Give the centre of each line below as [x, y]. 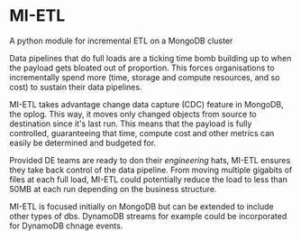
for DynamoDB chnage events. [66, 226]
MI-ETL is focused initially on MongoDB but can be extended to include [141, 206]
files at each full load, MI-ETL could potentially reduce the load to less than [149, 179]
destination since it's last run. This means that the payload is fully [131, 124]
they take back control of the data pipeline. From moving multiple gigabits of [151, 170]
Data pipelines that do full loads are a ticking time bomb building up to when [150, 58]
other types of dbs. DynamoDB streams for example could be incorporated [148, 216]
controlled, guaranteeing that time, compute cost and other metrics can [142, 133]
